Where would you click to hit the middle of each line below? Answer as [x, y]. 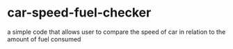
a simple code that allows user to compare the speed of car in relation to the [116, 32]
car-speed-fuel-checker [79, 13]
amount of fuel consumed [44, 39]
